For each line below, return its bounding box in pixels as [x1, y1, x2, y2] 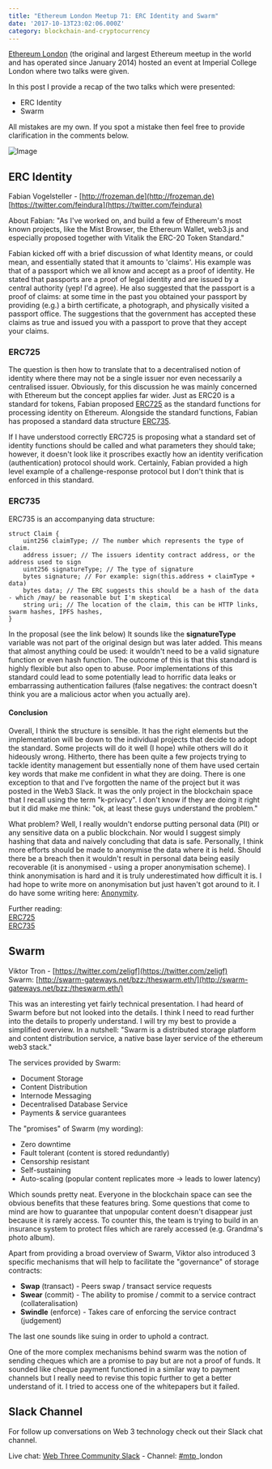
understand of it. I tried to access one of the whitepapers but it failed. [8, 1381, 240, 1391]
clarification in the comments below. [8, 131, 130, 140]
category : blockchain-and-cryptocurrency [8, 27, 151, 35]
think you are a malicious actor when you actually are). [8, 689, 190, 699]
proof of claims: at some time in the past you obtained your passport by [8, 292, 248, 302]
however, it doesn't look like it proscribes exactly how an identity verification [8, 449, 264, 459]
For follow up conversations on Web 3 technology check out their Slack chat [8, 1426, 263, 1436]
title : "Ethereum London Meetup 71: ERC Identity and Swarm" [8, 11, 219, 20]
